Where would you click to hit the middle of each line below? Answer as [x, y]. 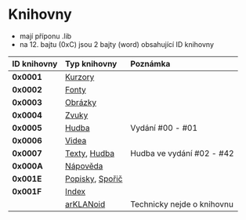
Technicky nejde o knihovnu [182, 204]
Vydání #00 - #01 [164, 128]
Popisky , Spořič [94, 179]
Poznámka [150, 63]
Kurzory [80, 77]
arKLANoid [85, 204]
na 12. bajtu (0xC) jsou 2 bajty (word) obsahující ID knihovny [116, 44]
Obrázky [81, 102]
